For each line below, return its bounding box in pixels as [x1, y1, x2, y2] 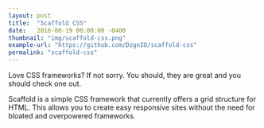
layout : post [8, 11, 52, 20]
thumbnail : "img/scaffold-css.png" [8, 33, 126, 42]
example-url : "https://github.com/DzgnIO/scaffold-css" [8, 41, 197, 49]
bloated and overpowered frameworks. [8, 111, 136, 120]
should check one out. [8, 79, 82, 88]
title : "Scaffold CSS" [8, 19, 87, 27]
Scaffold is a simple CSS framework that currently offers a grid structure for [8, 95, 257, 103]
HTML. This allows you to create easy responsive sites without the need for [8, 103, 256, 112]
